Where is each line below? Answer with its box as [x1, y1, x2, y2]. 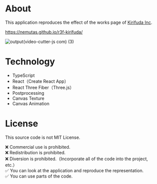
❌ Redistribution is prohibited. [5, 149, 66, 155]
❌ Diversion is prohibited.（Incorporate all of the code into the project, [5, 156, 148, 162]
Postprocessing [12, 90, 44, 96]
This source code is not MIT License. [5, 134, 80, 140]
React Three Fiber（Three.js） [12, 84, 75, 90]
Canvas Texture [12, 95, 44, 101]
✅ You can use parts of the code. [5, 173, 73, 179]
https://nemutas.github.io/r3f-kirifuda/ [5, 29, 83, 35]
